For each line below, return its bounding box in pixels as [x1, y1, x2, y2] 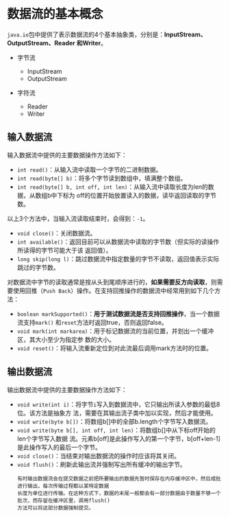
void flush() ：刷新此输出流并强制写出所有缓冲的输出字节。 [16, 460, 186, 468]
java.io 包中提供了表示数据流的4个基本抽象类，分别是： [7, 30, 165, 38]
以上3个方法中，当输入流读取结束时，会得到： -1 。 [7, 214, 149, 222]
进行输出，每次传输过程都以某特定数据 [16, 482, 110, 490]
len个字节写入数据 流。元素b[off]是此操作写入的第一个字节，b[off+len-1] [16, 434, 221, 443]
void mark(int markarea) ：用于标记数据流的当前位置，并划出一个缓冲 [16, 327, 214, 335]
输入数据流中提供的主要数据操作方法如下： [7, 150, 127, 159]
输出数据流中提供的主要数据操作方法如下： [7, 385, 127, 393]
